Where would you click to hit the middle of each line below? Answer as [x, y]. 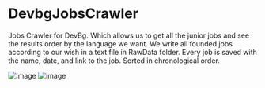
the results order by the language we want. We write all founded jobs [121, 43]
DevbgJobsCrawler [73, 14]
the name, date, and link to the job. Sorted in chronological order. [114, 60]
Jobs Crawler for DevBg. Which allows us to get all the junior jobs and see [129, 35]
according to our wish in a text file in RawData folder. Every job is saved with [132, 52]
